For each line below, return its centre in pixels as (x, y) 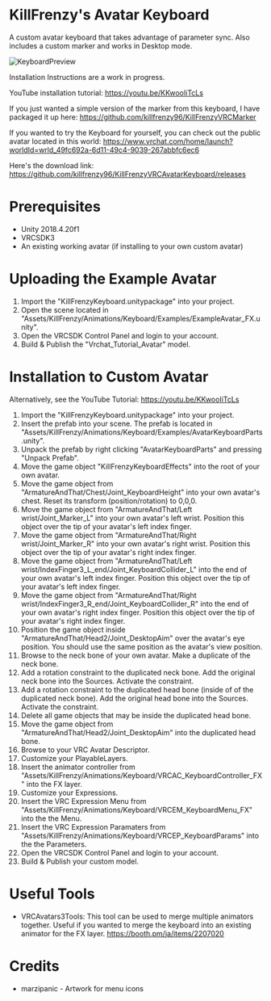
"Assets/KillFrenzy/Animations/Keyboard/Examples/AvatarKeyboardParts (142, 432)
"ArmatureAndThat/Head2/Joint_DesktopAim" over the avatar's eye (133, 638)
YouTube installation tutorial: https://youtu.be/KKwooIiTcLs (106, 93)
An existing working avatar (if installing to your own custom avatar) (132, 246)
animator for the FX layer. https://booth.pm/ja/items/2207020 (122, 933)
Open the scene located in (65, 309)
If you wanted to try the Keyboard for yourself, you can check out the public (135, 132)
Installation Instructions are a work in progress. (87, 77)
